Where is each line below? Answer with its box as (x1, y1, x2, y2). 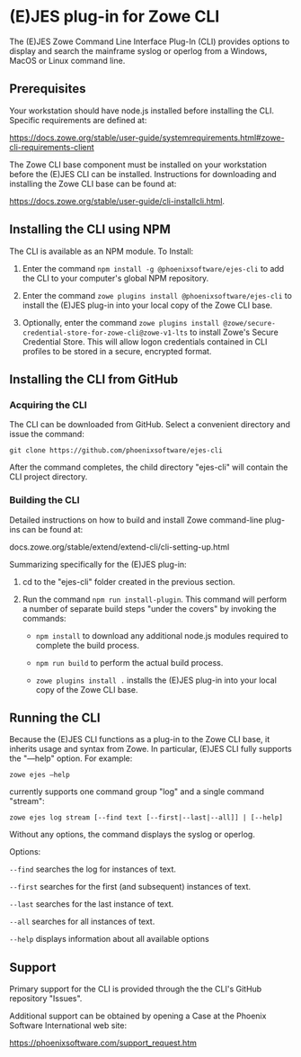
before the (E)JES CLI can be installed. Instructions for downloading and (9, 168, 277, 179)
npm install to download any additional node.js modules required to (35, 630, 289, 640)
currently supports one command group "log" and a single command (9, 786, 265, 797)
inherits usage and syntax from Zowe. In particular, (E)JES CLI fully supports (9, 744, 292, 755)
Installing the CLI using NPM (9, 222, 171, 237)
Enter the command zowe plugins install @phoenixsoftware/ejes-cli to (22, 290, 292, 300)
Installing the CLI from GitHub (9, 372, 179, 387)
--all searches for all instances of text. (9, 916, 155, 927)
